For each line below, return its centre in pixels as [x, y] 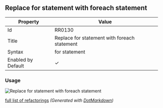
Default [16, 66]
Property [29, 21]
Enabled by [20, 59]
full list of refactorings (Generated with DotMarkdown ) [59, 100]
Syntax [15, 52]
